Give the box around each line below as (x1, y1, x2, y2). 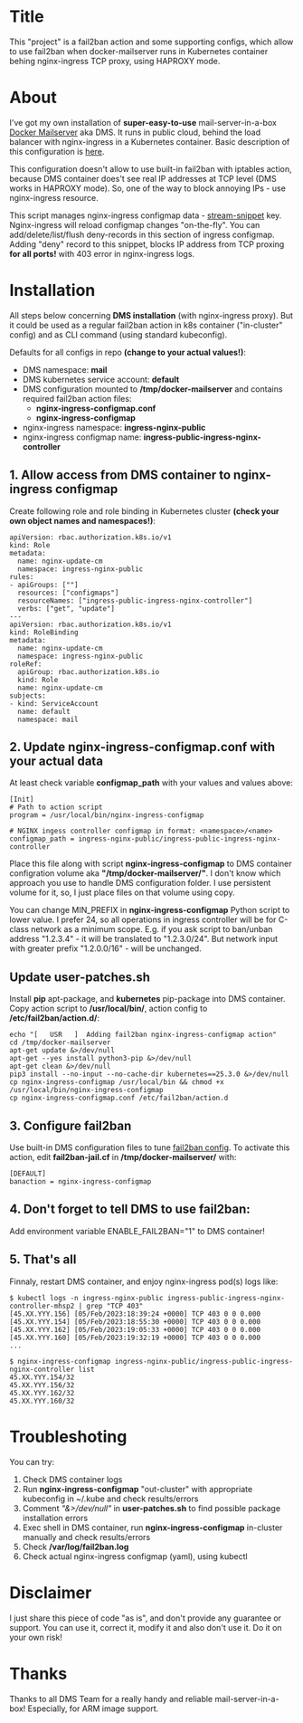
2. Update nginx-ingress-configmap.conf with (9, 739, 276, 755)
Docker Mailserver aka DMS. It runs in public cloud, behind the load (9, 127, 261, 138)
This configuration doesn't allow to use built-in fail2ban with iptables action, (9, 163, 292, 174)
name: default (17, 707, 71, 716)
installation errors (22, 1512, 89, 1523)
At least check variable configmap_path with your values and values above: (9, 777, 294, 788)
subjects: (9, 690, 47, 700)
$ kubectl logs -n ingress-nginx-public (9, 1293, 165, 1302)
